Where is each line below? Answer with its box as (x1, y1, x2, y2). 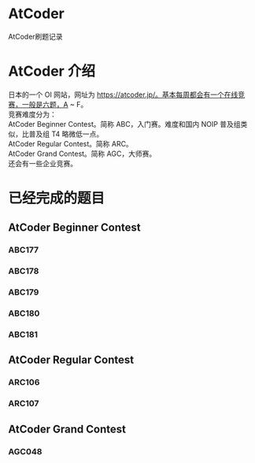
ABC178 (8, 265, 39, 276)
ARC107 (8, 398, 39, 409)
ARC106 (8, 377, 40, 388)
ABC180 (8, 308, 40, 319)
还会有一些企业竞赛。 (8, 158, 77, 168)
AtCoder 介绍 (8, 62, 96, 80)
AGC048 (8, 446, 42, 457)
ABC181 (8, 329, 38, 340)
